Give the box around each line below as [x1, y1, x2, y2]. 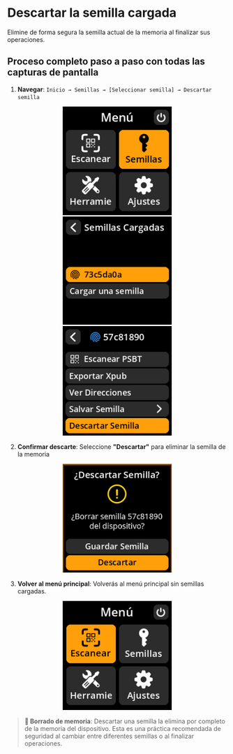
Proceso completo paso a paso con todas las [7, 56, 206, 68]
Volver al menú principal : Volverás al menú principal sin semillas [17, 579, 204, 588]
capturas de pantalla [7, 66, 99, 78]
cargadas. [17, 586, 47, 595]
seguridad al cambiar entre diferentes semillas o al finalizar [24, 732, 194, 740]
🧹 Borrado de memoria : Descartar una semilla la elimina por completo [24, 717, 225, 725]
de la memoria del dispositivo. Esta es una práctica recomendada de [24, 724, 221, 732]
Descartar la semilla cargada [7, 5, 176, 21]
